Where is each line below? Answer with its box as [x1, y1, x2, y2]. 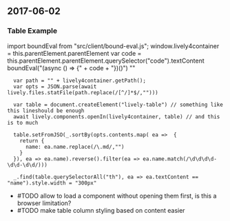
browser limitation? [17, 199, 72, 207]
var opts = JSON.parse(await [13, 83, 97, 90]
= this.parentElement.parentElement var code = [7, 49, 142, 57]
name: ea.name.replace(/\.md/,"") [25, 143, 125, 150]
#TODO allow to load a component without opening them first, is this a [17, 191, 217, 200]
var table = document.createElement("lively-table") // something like [13, 101, 224, 108]
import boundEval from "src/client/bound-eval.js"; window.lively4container [7, 41, 220, 50]
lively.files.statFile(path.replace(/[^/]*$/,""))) [7, 89, 158, 96]
